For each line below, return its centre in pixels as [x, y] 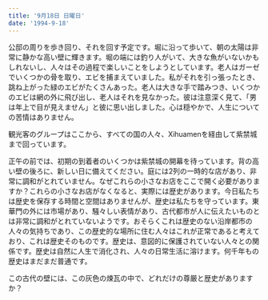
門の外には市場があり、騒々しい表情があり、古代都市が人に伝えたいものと [137, 211]
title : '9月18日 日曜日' [47, 16]
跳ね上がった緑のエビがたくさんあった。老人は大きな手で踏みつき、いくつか [134, 87]
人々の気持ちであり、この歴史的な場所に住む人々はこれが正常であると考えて [134, 231]
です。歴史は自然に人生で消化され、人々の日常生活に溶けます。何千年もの [137, 251]
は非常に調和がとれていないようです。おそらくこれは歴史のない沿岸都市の [130, 221]
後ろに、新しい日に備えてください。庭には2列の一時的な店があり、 [140, 171]
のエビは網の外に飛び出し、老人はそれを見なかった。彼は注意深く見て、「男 [133, 97]
